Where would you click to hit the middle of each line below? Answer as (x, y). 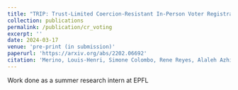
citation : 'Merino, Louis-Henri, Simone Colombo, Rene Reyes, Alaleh (112, 60)
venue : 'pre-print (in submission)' (61, 47)
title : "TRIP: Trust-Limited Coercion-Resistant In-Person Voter (106, 14)
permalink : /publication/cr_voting (60, 27)
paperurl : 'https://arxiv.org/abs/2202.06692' (77, 54)
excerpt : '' (25, 34)
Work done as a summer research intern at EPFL (78, 80)
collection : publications (45, 21)
